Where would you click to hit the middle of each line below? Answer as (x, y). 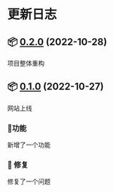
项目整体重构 (26, 63)
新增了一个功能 (29, 145)
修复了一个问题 (29, 181)
